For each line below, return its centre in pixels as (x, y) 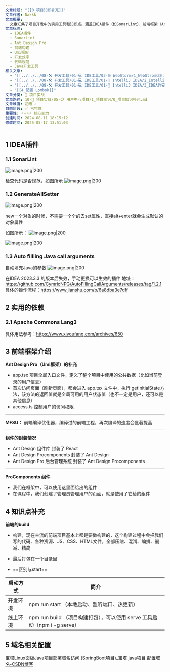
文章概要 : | (16, 19)
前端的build (17, 525)
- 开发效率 (20, 57)
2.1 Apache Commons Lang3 (41, 322)
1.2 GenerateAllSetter (32, 194)
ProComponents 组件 (28, 477)
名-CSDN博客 (19, 664)
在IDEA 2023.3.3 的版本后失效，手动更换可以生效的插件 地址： (70, 278)
